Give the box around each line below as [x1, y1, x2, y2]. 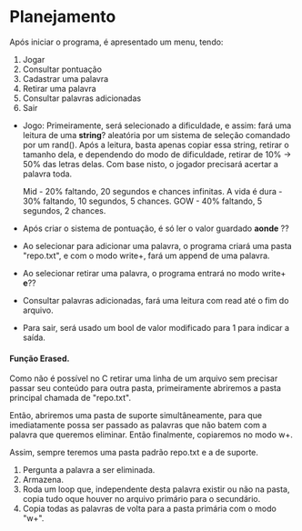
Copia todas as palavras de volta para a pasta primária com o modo [22, 503, 277, 515]
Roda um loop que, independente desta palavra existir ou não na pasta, [22, 484, 290, 495]
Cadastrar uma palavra [22, 73, 109, 84]
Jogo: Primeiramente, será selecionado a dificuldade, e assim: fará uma [22, 120, 292, 131]
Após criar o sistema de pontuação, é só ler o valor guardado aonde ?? [22, 223, 289, 234]
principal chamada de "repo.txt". [9, 393, 132, 404]
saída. [22, 332, 45, 343]
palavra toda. [22, 168, 73, 179]
